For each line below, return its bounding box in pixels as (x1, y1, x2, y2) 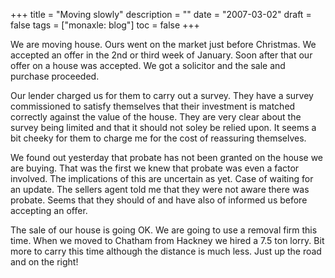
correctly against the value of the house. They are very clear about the (10, 111, 302, 123)
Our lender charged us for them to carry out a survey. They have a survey (10, 90, 314, 101)
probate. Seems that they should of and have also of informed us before (10, 194, 308, 206)
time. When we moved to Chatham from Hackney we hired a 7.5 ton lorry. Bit (10, 235, 325, 246)
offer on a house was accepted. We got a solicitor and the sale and (10, 60, 286, 71)
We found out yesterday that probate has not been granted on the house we (10, 152, 324, 163)
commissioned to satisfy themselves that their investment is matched (10, 100, 296, 112)
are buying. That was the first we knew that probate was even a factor (10, 162, 300, 174)
